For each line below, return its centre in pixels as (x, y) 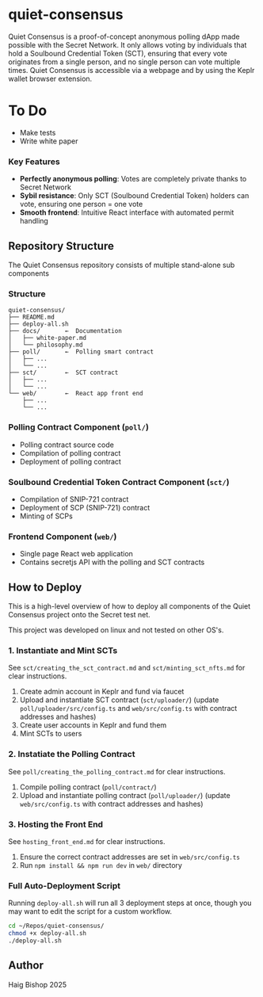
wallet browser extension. (50, 78)
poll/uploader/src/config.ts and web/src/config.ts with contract (128, 709)
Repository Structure (61, 246)
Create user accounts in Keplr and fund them (93, 725)
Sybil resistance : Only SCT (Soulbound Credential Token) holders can (134, 196)
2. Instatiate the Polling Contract (72, 754)
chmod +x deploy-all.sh (48, 934)
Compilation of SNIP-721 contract (74, 499)
